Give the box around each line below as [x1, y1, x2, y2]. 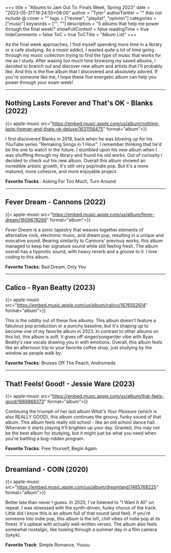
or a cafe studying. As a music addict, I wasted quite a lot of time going [5, 47, 154, 53]
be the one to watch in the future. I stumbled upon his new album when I [5, 147, 157, 153]
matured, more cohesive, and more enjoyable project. [5, 168, 118, 174]
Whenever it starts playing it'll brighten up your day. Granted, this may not [5, 425, 160, 431]
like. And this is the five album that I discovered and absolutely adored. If [5, 68, 158, 75]
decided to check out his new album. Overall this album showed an [5, 157, 146, 163]
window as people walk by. [5, 350, 62, 356]
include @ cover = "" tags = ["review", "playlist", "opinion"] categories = [5, 15, 157, 21]
